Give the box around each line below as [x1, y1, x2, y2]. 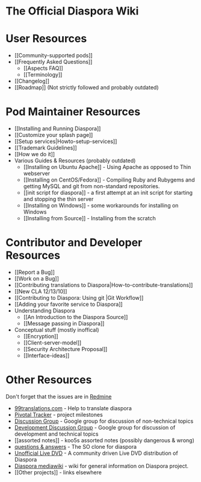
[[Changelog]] [14, 77, 49, 85]
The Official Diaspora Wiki [5, 4, 139, 18]
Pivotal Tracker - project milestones [14, 411, 103, 418]
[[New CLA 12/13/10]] [14, 288, 67, 295]
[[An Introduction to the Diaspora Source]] [23, 314, 128, 320]
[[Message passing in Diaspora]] [23, 320, 105, 327]
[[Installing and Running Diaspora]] [14, 125, 101, 132]
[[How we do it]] [14, 151, 55, 158]
